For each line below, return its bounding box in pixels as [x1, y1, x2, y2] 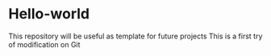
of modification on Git [8, 39, 81, 49]
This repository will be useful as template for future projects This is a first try [8, 31, 263, 41]
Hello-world [8, 5, 90, 23]
